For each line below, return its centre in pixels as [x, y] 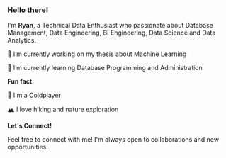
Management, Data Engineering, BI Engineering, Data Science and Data [112, 33]
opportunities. [28, 147]
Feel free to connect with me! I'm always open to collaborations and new [113, 140]
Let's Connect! [29, 126]
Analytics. [22, 40]
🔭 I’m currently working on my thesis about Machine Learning [97, 54]
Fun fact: [21, 81]
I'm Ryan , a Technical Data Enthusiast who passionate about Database [111, 26]
